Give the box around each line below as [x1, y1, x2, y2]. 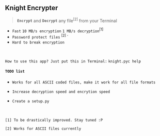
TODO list [5, 69, 25, 74]
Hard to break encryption [12, 40, 64, 45]
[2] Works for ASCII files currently [5, 126, 81, 131]
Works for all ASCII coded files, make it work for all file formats [12, 80, 156, 85]
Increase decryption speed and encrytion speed [12, 89, 110, 94]
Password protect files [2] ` [12, 33, 69, 39]
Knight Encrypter [5, 4, 58, 12]
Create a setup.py [12, 98, 49, 104]
